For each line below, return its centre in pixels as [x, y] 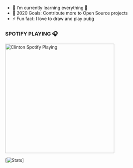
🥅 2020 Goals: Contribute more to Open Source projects [70, 13]
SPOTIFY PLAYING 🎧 [32, 33]
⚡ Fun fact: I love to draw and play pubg [53, 18]
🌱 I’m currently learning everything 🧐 [50, 8]
